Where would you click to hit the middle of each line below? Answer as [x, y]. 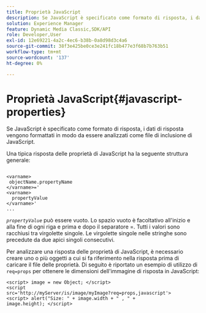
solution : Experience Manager [45, 23]
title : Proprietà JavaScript [44, 12]
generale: [18, 160]
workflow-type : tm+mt [34, 52]
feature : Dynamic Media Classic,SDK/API [59, 29]
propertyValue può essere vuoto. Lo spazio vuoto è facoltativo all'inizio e [98, 221]
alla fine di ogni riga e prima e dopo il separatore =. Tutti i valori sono [93, 227]
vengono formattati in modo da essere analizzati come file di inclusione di [99, 135]
